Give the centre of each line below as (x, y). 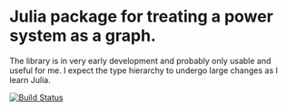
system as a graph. (83, 36)
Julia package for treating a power (142, 17)
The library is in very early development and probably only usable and (140, 60)
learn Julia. (30, 79)
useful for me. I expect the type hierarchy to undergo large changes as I (144, 70)
